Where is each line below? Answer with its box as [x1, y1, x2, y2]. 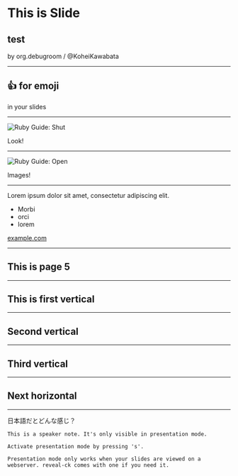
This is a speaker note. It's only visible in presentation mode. [7, 431, 208, 438]
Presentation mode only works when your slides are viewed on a [7, 455, 201, 463]
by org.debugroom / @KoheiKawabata [7, 52, 119, 60]
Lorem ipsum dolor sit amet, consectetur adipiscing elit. [7, 191, 170, 199]
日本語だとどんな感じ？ [7, 416, 76, 425]
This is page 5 [7, 261, 71, 273]
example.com [7, 233, 47, 242]
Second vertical [7, 325, 79, 338]
